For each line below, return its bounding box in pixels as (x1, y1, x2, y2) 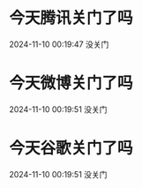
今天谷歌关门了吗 (9, 139, 134, 159)
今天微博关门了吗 (9, 73, 134, 94)
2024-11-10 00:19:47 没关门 (9, 39, 109, 49)
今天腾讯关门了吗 (9, 8, 134, 28)
